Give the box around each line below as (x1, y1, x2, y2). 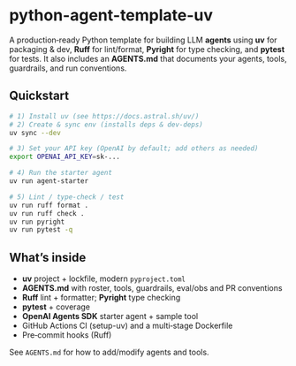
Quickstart (9, 88, 70, 103)
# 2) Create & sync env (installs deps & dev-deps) (9, 120, 203, 129)
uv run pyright (9, 217, 65, 226)
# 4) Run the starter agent (9, 169, 113, 178)
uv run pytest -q (9, 225, 73, 234)
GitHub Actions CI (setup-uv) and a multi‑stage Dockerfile (21, 320, 233, 332)
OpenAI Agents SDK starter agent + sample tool (21, 311, 199, 322)
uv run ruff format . (9, 201, 89, 210)
